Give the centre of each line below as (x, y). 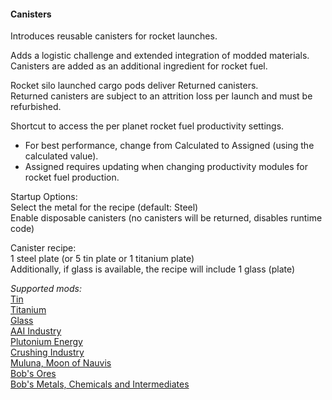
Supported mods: (46, 289)
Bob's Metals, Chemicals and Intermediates (100, 384)
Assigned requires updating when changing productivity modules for (166, 167)
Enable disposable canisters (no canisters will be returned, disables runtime (166, 218)
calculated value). (61, 156)
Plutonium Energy (46, 342)
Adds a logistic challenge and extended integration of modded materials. (160, 56)
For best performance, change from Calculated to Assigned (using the (169, 146)
